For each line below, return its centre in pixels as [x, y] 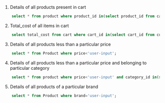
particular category [30, 68]
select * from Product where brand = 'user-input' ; [64, 96]
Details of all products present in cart [48, 7]
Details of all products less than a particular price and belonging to [78, 63]
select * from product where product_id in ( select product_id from [83, 16]
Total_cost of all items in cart [39, 26]
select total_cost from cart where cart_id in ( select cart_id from [83, 35]
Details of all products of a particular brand [54, 87]
